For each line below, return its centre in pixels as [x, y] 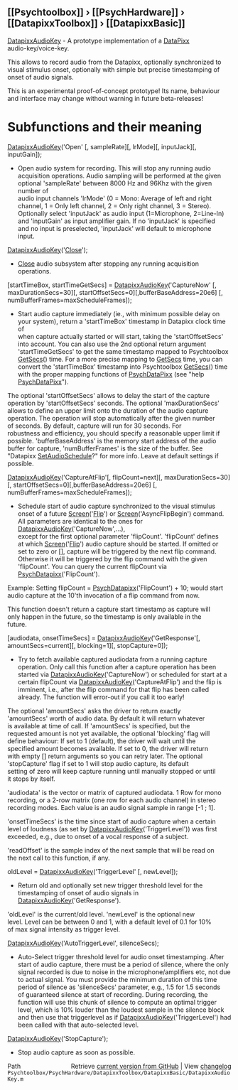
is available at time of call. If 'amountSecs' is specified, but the [99, 725]
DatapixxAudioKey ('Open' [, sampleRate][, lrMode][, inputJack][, [102, 146]
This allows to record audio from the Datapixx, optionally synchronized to [114, 62]
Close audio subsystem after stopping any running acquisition [108, 264]
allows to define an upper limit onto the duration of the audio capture [108, 410]
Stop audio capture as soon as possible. [76, 1052]
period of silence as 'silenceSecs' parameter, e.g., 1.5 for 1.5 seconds [119, 987]
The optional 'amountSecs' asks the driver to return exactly [94, 711]
